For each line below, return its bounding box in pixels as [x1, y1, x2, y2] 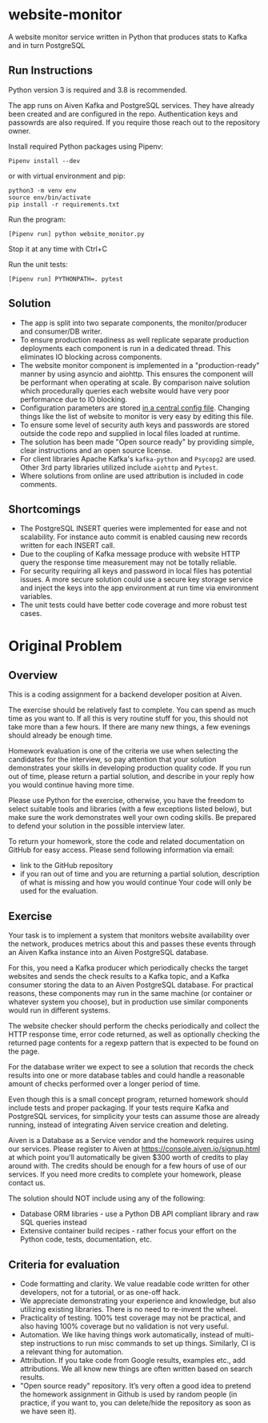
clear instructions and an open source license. [19, 446, 173, 455]
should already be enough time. [8, 730, 114, 741]
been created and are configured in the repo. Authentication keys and [8, 109, 238, 118]
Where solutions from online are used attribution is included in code [19, 470, 244, 481]
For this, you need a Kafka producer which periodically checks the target [8, 963, 249, 973]
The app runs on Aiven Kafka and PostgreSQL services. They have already [8, 100, 254, 110]
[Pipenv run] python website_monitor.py [8, 230, 146, 238]
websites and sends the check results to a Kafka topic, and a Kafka [8, 972, 230, 981]
